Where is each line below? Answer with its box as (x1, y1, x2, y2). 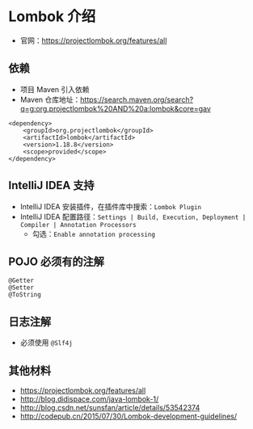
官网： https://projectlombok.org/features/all (19, 36, 167, 45)
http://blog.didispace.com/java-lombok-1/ (19, 394, 159, 404)
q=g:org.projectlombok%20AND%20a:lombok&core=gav (19, 103, 212, 113)
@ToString (8, 291, 42, 299)
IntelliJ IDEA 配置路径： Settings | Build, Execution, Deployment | (19, 212, 247, 221)
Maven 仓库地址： (19, 95, 81, 104)
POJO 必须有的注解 (8, 254, 105, 268)
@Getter (8, 276, 35, 285)
